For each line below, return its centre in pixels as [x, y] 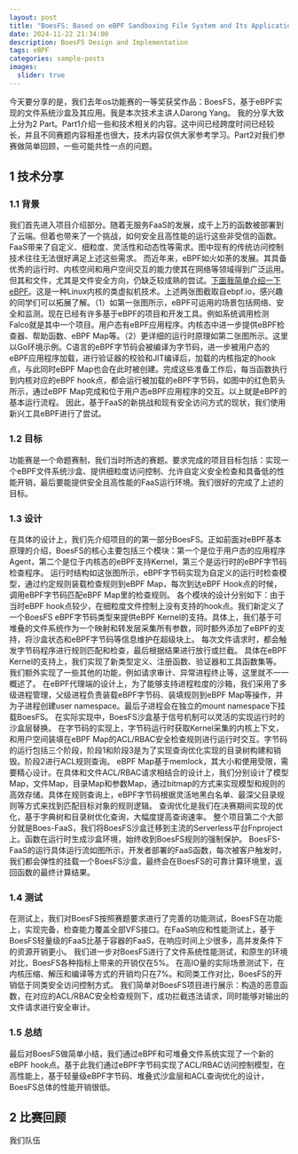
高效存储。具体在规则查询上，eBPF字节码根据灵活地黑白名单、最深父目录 [143, 794]
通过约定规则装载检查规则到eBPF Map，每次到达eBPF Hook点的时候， [153, 584]
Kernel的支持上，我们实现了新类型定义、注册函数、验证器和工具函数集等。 [145, 661]
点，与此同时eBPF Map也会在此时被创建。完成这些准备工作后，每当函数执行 [149, 369]
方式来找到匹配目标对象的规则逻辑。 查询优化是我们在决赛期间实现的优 [154, 806]
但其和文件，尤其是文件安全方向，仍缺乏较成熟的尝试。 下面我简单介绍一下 [145, 281]
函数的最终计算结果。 [55, 873]
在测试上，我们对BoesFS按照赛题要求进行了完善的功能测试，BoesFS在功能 [146, 919]
